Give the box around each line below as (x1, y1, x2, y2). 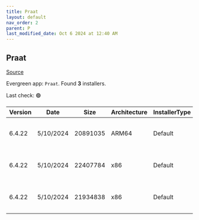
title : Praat (6, 8, 38, 15)
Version (9, 108, 32, 116)
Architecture (111, 108, 148, 116)
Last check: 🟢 (6, 91, 41, 98)
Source (6, 68, 24, 75)
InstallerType (153, 108, 191, 116)
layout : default (6, 14, 46, 20)
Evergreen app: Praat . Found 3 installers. (6, 79, 107, 87)
